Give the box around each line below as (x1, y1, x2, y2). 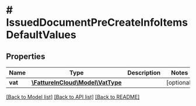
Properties (6, 51, 45, 61)
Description (127, 69, 161, 76)
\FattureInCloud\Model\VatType (31, 79, 122, 86)
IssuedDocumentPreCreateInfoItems (6, 16, 188, 29)
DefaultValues (6, 29, 77, 41)
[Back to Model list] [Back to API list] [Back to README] (6, 94, 140, 100)
